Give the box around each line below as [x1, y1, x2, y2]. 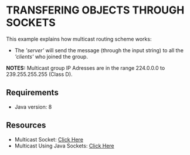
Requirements [6, 87, 59, 97]
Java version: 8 [14, 103, 52, 110]
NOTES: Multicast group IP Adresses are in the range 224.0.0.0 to [6, 64, 165, 71]
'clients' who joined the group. [14, 53, 88, 60]
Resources [6, 120, 46, 130]
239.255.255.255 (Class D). [6, 70, 73, 77]
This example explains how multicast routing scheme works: [6, 35, 152, 42]
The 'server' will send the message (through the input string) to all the [14, 46, 184, 53]
